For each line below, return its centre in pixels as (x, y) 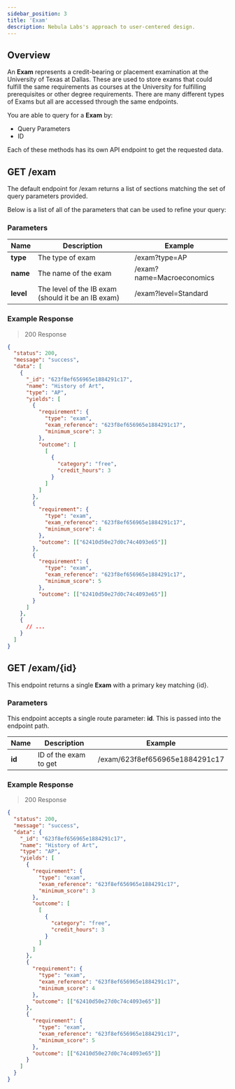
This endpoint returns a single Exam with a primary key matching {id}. (108, 685)
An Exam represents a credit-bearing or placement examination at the (108, 72)
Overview (29, 55)
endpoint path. (28, 726)
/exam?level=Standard (171, 293)
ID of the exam (62, 754)
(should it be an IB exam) (79, 298)
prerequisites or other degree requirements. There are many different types (116, 94)
